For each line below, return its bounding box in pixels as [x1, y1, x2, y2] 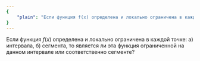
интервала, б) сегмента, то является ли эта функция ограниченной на [6, 42, 185, 49]
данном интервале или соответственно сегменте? [6, 49, 135, 56]
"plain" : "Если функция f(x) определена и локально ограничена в [17, 14, 183, 20]
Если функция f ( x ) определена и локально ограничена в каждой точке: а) [6, 36, 193, 43]
